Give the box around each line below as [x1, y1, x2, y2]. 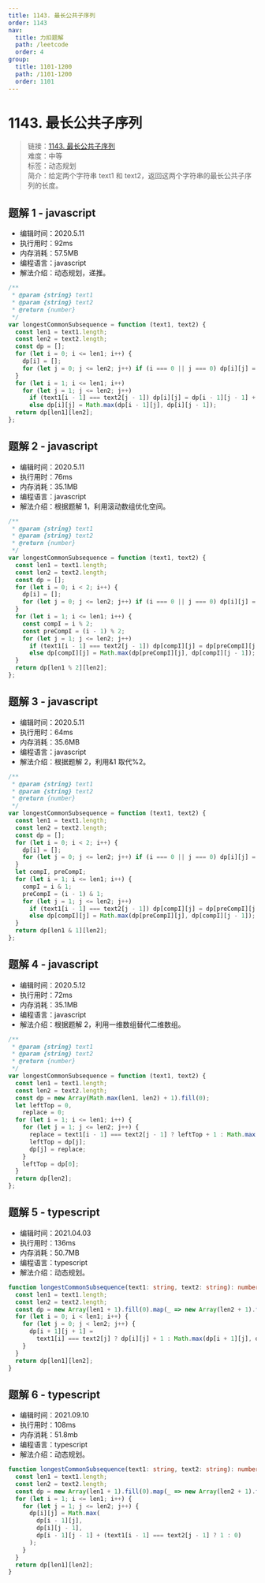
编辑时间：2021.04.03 [19, 1228, 91, 1238]
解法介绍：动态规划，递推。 [19, 268, 110, 278]
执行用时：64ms [19, 727, 73, 737]
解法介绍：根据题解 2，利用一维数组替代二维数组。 [19, 1019, 185, 1029]
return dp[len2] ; [15, 1174, 73, 1183]
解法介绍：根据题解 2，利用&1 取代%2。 [19, 756, 151, 766]
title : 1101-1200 [15, 63, 73, 71]
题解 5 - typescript [8, 1206, 100, 1219]
